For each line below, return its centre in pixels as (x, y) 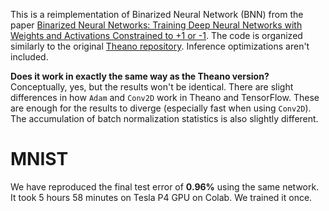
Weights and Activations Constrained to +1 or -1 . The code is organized (156, 35)
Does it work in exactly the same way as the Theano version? (140, 76)
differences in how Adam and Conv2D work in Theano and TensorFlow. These (165, 97)
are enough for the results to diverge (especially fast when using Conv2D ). (161, 108)
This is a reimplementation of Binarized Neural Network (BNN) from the (157, 14)
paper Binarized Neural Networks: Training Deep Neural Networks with (156, 25)
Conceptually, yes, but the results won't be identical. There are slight (152, 87)
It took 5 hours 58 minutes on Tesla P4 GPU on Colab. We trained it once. (161, 197)
